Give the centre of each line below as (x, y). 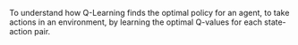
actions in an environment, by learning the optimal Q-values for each (136, 22)
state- (275, 22)
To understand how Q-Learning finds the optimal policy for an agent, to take (149, 13)
